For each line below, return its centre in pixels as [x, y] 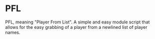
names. [13, 32]
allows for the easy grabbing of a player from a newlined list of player [77, 27]
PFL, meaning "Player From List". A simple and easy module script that [77, 22]
